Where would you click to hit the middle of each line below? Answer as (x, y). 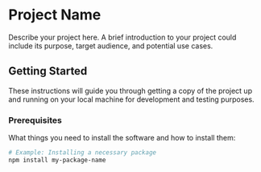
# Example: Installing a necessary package (83, 153)
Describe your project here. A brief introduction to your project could (122, 37)
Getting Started (48, 71)
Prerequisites (35, 120)
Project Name (55, 15)
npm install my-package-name (57, 160)
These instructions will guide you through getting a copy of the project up (130, 90)
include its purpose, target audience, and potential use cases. (111, 45)
